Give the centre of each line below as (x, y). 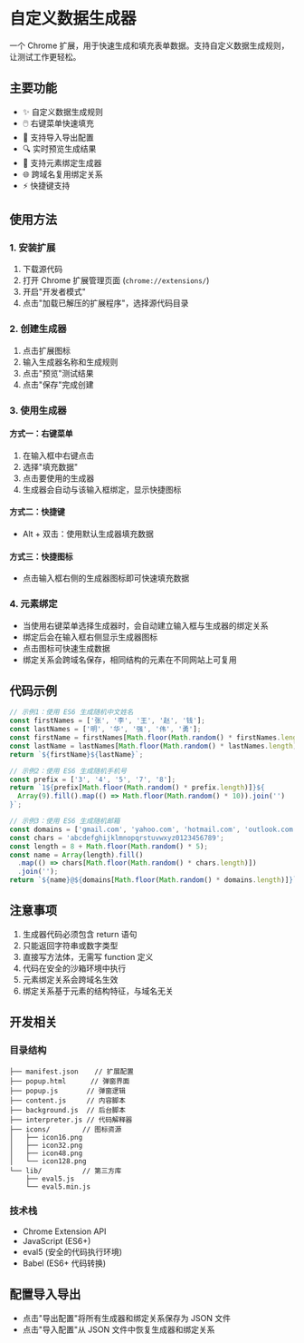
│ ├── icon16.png (46, 1137)
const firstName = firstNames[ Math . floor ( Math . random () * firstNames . (145, 738)
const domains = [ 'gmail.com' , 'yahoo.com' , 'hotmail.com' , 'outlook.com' (153, 829)
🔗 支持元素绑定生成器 (62, 162)
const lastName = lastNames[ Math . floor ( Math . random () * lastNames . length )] (155, 746)
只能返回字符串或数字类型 (70, 946)
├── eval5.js (50, 1179)
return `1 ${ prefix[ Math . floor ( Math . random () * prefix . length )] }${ (137, 788)
